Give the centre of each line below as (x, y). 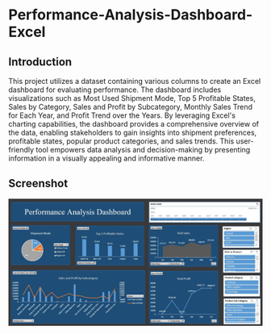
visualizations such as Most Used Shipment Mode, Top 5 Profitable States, (132, 98)
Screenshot (38, 184)
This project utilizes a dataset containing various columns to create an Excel (135, 81)
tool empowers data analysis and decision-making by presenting (143, 150)
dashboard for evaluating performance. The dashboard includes (115, 90)
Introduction (40, 62)
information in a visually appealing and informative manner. (106, 158)
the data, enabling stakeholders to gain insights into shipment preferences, (133, 132)
